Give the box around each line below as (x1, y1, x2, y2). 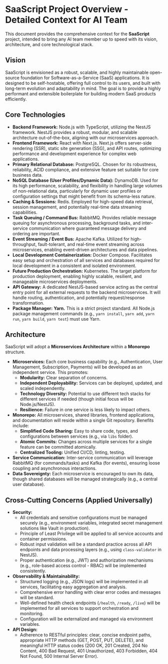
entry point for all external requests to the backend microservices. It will (12, 289, 161, 295)
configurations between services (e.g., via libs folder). (19, 433, 133, 440)
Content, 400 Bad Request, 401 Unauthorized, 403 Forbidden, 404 (19, 648, 158, 654)
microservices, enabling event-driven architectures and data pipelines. (12, 246, 158, 252)
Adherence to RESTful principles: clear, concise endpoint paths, (19, 632, 151, 638)
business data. (12, 172, 43, 178)
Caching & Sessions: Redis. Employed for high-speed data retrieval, (12, 198, 153, 204)
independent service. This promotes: (12, 369, 88, 375)
